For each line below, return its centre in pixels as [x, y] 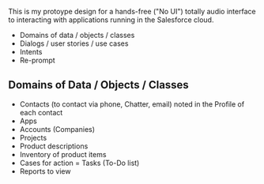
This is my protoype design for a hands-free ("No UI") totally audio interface [132, 11]
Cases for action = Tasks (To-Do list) [79, 163]
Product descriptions [54, 146]
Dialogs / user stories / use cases [74, 43]
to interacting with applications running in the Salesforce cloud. [111, 20]
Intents [31, 52]
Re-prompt [37, 60]
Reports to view [45, 171]
